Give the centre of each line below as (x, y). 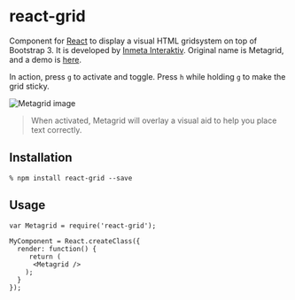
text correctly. (56, 129)
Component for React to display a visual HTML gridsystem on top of (133, 41)
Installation (41, 158)
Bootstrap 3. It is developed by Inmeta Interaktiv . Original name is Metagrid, (147, 50)
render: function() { (57, 249)
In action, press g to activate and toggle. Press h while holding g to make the (147, 76)
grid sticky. (30, 86)
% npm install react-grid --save (71, 178)
